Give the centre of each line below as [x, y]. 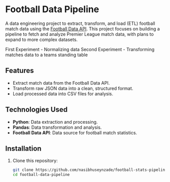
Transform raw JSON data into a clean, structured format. [73, 88]
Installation [23, 148]
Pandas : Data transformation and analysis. [57, 127]
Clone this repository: [35, 161]
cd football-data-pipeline [41, 175]
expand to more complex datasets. [41, 40]
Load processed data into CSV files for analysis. [63, 94]
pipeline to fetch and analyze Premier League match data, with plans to [79, 34]
